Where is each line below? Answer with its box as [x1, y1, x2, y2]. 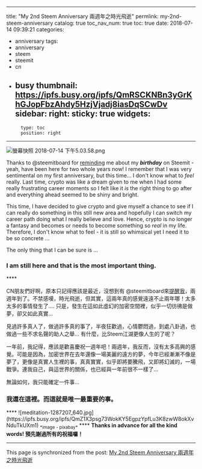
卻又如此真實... [16, 310, 54, 317]
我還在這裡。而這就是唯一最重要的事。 [6, 395, 117, 403]
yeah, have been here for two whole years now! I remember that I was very [6, 165, 192, 172]
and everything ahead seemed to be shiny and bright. [6, 191, 139, 198]
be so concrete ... [6, 234, 50, 241]
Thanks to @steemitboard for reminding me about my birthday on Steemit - [6, 159, 194, 166]
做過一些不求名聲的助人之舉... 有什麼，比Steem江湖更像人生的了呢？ [6, 331, 176, 338]
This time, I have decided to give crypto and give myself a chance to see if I [6, 202, 194, 210]
